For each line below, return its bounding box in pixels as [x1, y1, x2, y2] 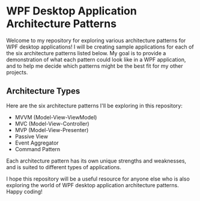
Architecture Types [6, 86, 80, 97]
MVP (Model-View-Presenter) [14, 126, 89, 133]
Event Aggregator [14, 139, 59, 146]
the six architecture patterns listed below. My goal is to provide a [6, 49, 166, 56]
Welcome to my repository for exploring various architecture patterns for [6, 37, 186, 44]
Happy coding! [6, 188, 43, 195]
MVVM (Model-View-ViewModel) [14, 113, 97, 121]
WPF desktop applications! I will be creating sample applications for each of [6, 43, 194, 50]
